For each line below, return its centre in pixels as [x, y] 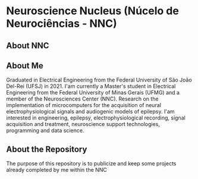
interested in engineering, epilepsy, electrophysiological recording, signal [96, 118]
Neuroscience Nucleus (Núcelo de [93, 11]
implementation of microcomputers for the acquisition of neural [84, 105]
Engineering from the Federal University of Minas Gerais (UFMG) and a [93, 93]
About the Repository [47, 149]
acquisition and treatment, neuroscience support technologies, [83, 124]
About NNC [28, 45]
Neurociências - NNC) [62, 23]
